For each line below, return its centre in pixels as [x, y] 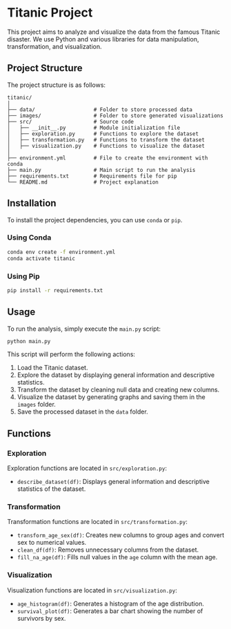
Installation [32, 203]
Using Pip [23, 276]
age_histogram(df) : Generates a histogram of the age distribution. [111, 603]
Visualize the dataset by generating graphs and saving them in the [111, 397]
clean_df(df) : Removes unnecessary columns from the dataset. [108, 550]
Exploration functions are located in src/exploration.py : [87, 468]
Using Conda [29, 238]
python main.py [29, 341]
